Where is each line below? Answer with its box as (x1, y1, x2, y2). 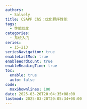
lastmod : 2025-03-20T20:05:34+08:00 (5, 96, 82, 101)
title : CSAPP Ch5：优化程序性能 (5, 17, 68, 22)
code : (5, 82, 17, 87)
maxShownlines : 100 (10, 86, 51, 92)
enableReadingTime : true (5, 63, 57, 68)
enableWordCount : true (5, 59, 53, 64)
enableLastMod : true (5, 54, 49, 59)
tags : (5, 21, 17, 27)
